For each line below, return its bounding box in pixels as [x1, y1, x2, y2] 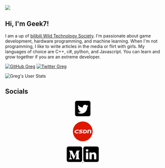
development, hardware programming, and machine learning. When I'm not [5, 38, 158, 44]
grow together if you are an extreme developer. [5, 54, 101, 60]
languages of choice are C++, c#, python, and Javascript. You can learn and [5, 48, 160, 54]
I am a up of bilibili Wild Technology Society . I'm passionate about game [5, 33, 151, 39]
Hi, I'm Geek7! [5, 20, 49, 28]
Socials [5, 87, 29, 96]
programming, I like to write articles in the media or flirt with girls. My [5, 43, 145, 49]
